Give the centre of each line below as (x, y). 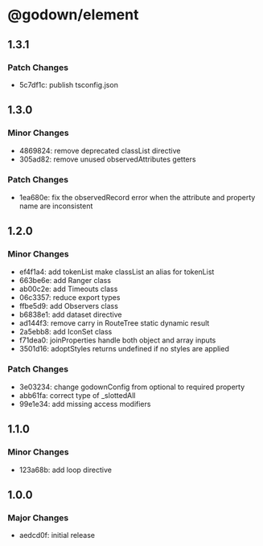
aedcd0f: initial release (57, 536)
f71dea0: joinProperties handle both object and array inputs (117, 340)
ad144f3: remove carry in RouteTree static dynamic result (114, 322)
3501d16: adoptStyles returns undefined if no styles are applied (124, 348)
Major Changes (38, 518)
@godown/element (73, 15)
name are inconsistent (56, 206)
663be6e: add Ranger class (65, 280)
